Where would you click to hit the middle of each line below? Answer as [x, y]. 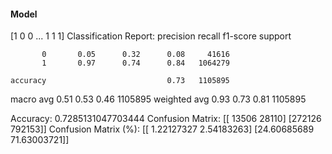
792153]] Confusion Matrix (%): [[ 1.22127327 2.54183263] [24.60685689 [162, 129]
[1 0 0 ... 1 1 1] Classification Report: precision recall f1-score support [151, 36]
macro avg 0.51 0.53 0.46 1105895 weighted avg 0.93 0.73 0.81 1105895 [158, 99]
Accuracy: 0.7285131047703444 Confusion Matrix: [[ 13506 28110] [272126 [166, 119]
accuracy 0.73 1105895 [120, 81]
